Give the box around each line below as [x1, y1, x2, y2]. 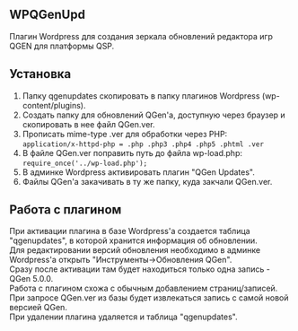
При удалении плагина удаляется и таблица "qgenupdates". [9, 311, 238, 322]
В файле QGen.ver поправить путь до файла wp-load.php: [22, 147, 243, 158]
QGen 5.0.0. [9, 274, 54, 284]
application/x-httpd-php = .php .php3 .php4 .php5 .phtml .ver [22, 139, 265, 149]
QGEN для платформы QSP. [9, 40, 115, 51]
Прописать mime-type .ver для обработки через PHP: [22, 128, 228, 139]
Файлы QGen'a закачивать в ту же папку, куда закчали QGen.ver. [22, 176, 273, 187]
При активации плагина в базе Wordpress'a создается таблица [9, 226, 250, 237]
